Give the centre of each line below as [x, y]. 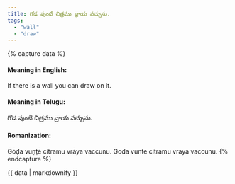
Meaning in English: [37, 70]
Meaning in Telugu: [37, 102]
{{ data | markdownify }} [43, 172]
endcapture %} [29, 159]
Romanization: [29, 136]
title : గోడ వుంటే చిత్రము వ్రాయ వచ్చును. [59, 14]
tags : [15, 21]
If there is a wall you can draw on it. [59, 86]
